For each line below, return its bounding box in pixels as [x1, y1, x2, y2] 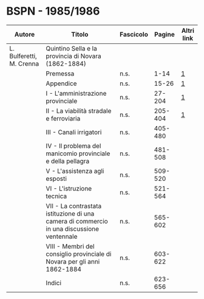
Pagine [154, 30, 175, 38]
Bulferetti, [9, 52, 38, 60]
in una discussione [46, 224, 99, 233]
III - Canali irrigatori [46, 128, 102, 136]
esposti [46, 174, 67, 183]
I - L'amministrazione [46, 89, 107, 97]
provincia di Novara [46, 52, 101, 60]
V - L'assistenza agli [46, 166, 104, 175]
